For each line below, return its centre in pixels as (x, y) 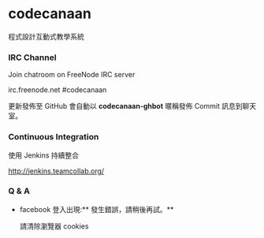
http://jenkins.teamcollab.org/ (56, 171)
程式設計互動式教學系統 (46, 36)
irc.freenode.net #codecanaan (58, 90)
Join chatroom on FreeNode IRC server (72, 75)
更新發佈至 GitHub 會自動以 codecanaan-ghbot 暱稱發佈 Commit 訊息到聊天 (132, 106)
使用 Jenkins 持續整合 (44, 155)
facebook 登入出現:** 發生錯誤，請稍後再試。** (97, 209)
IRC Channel (32, 58)
